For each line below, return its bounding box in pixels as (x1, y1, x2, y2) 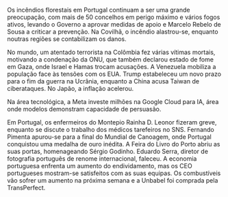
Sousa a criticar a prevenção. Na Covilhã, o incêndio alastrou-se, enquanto (7, 27, 218, 36)
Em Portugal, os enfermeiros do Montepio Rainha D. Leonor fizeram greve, (7, 118, 217, 126)
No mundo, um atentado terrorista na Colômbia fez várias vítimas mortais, (7, 48, 216, 56)
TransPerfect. (7, 184, 46, 192)
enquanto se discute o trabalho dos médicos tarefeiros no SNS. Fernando (7, 126, 214, 133)
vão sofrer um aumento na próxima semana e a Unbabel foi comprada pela (7, 176, 218, 184)
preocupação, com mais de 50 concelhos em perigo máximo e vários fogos (7, 13, 220, 21)
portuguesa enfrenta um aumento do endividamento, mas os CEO (7, 162, 193, 170)
